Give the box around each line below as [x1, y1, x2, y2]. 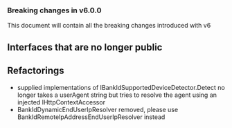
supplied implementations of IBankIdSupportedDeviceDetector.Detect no [17, 83, 225, 91]
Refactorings [7, 65, 64, 77]
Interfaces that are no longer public [7, 41, 163, 53]
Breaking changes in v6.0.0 [7, 6, 102, 15]
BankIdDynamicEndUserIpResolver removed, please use [17, 105, 179, 113]
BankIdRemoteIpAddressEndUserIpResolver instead [17, 113, 166, 121]
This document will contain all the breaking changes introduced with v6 [7, 21, 211, 30]
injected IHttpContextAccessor [17, 98, 106, 106]
